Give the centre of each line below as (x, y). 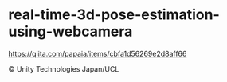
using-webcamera (70, 31)
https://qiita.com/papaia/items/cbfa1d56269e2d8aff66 (98, 53)
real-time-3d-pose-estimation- (114, 15)
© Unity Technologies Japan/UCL (64, 68)
